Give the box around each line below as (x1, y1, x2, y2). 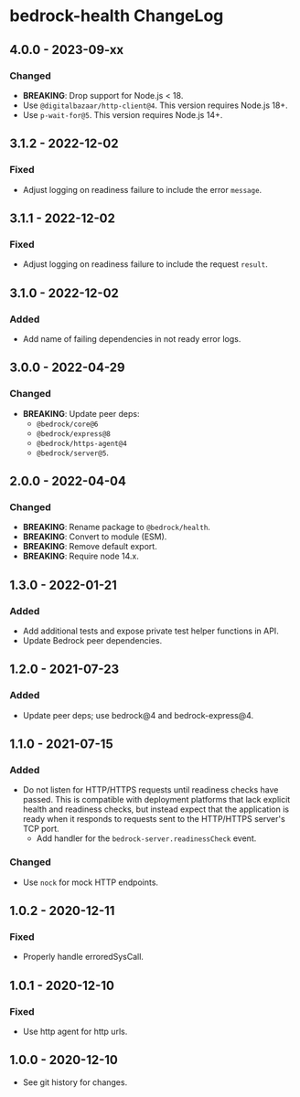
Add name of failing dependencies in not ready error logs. (22, 333, 241, 344)
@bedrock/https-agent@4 (36, 439, 128, 448)
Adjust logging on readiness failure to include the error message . (22, 184, 262, 195)
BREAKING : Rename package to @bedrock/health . (22, 522, 210, 533)
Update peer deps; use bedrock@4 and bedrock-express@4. (22, 709, 254, 720)
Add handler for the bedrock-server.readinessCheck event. (36, 833, 257, 844)
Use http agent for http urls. (22, 1026, 128, 1038)
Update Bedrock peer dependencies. (22, 635, 163, 645)
